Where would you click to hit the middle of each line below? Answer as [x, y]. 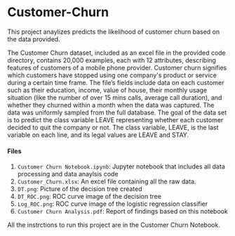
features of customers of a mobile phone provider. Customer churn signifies [117, 67]
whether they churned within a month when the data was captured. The [111, 105]
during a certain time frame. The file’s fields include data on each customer [116, 82]
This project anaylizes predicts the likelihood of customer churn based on [113, 32]
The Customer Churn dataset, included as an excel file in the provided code [116, 53]
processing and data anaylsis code [68, 174]
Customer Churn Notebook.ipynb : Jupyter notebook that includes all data [121, 166]
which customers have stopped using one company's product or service [112, 75]
